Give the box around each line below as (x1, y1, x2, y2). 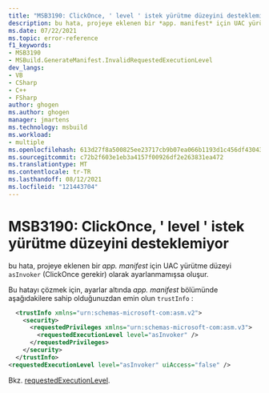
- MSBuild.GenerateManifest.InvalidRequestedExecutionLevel (8, 57, 214, 65)
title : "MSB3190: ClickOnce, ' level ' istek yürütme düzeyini (8, 11, 224, 20)
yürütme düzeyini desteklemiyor (8, 234, 230, 252)
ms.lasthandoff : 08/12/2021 (8, 175, 102, 184)
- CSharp (8, 78, 38, 86)
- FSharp (8, 94, 38, 102)
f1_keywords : (8, 42, 52, 50)
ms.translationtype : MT (8, 161, 88, 169)
